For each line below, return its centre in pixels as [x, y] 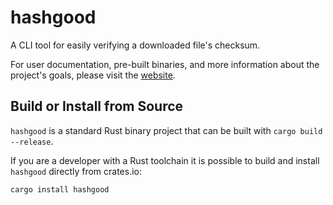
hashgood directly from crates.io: [76, 171]
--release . [32, 141]
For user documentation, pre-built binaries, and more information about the [165, 64]
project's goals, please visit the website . [93, 75]
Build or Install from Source [97, 106]
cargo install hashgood [60, 189]
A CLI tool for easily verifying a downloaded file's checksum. [135, 45]
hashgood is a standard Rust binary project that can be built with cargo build [166, 130]
